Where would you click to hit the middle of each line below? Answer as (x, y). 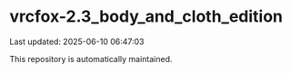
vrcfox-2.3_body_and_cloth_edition (146, 17)
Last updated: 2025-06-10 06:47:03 (77, 41)
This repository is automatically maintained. (91, 59)
